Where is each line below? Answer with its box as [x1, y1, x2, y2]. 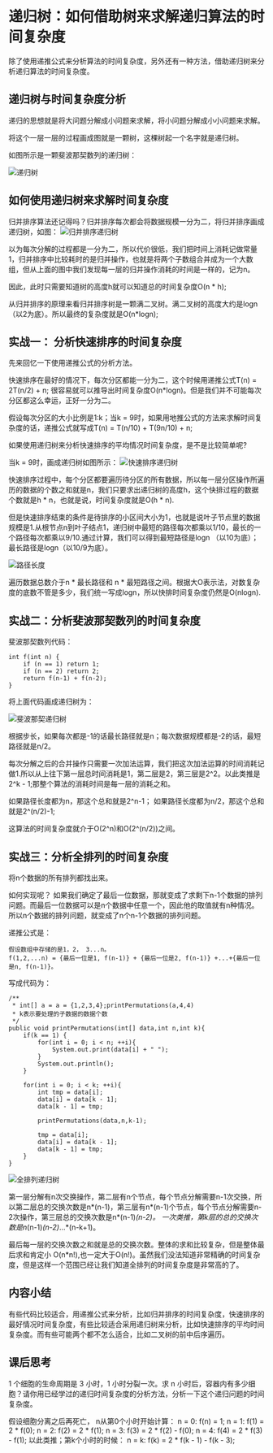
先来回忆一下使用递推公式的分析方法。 [8, 358, 136, 368]
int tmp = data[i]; [37, 1088, 104, 1096]
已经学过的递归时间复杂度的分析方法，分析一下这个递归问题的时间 [43, 1389, 265, 1399]
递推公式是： [8, 928, 51, 937]
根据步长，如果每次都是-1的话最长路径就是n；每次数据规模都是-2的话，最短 [8, 731, 262, 741]
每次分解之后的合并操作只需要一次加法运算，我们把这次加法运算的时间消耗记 [8, 759, 265, 769]
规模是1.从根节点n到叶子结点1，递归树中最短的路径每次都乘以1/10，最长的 [8, 523, 254, 532]
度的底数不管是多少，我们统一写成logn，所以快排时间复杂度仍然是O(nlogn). [8, 588, 262, 597]
